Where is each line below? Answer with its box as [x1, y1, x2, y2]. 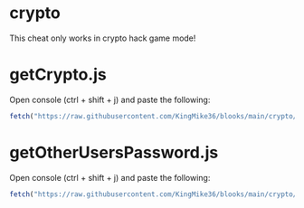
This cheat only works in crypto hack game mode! [9, 33, 196, 43]
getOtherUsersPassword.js [9, 142, 219, 163]
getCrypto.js [9, 64, 107, 85]
